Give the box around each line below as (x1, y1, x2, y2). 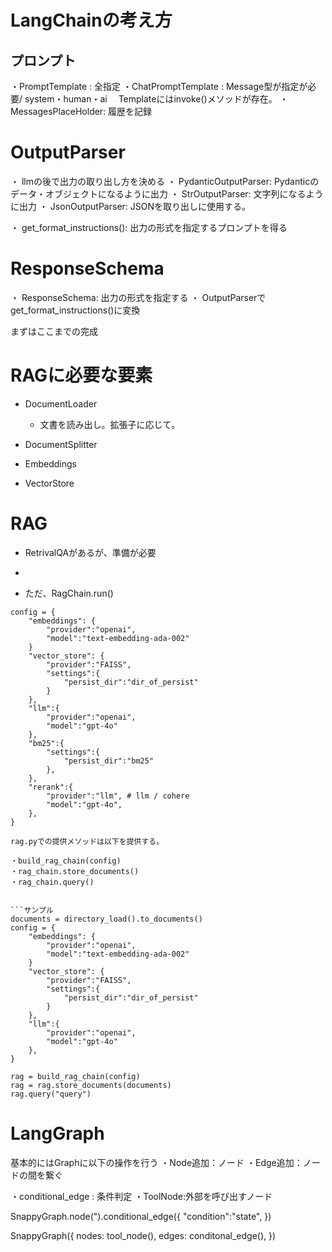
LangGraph (10, 1122, 105, 1145)
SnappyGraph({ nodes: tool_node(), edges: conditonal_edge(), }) (10, 1229, 277, 1241)
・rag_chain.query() (10, 877, 95, 887)
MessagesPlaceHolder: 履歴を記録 (10, 106, 153, 117)
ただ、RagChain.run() (24, 587, 114, 599)
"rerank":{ (28, 782, 74, 792)
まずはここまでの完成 (10, 325, 98, 337)
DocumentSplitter (24, 438, 98, 450)
